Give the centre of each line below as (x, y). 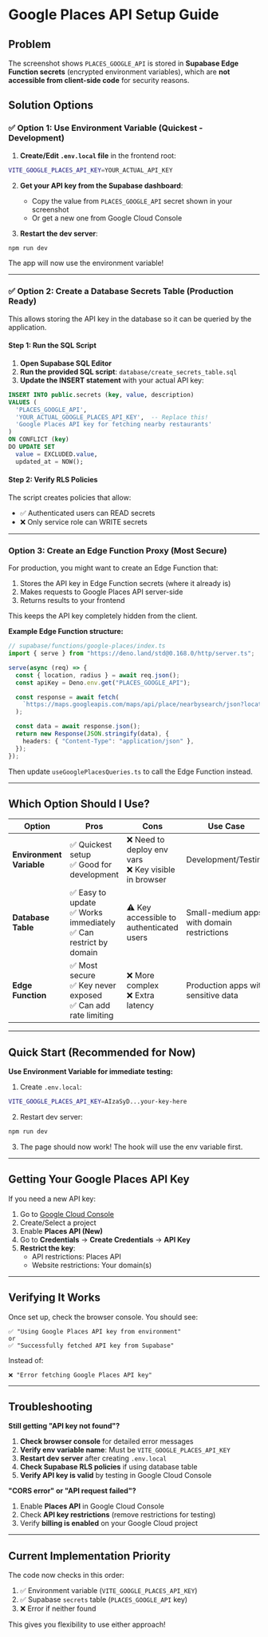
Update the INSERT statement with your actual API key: (112, 380)
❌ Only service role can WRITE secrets (83, 521)
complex (143, 985)
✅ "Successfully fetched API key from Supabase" (91, 1346)
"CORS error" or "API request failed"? (72, 1491)
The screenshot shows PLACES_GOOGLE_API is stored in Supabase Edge (124, 63)
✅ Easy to (88, 893)
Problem (30, 44)
